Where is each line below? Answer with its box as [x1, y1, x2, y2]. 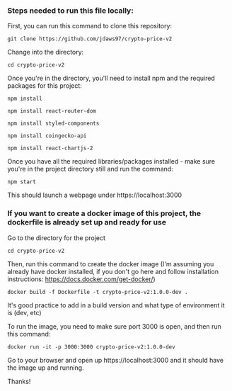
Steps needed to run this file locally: [7, 6, 134, 16]
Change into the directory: [7, 48, 84, 57]
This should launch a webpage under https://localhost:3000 [7, 191, 182, 200]
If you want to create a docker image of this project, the [7, 208, 202, 218]
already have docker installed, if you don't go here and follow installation [7, 267, 219, 276]
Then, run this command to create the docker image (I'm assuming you [7, 259, 214, 268]
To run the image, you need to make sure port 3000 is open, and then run [7, 322, 221, 331]
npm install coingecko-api [7, 132, 87, 140]
